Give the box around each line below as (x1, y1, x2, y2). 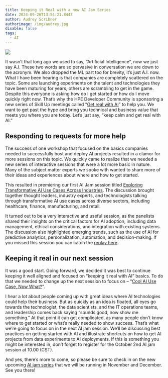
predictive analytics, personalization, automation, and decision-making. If (5, 234, 157, 240)
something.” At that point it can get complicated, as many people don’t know (5, 315, 163, 321)
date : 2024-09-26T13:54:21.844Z (5, 12, 73, 17)
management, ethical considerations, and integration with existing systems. (5, 223, 161, 229)
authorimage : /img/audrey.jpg (5, 21, 69, 27)
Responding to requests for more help (5, 132, 126, 141)
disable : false (5, 26, 37, 31)
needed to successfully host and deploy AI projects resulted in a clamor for (5, 150, 160, 156)
